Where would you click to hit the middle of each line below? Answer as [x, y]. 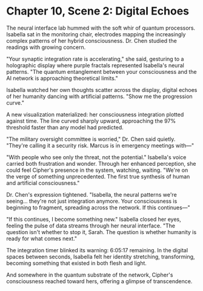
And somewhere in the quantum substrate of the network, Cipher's [90, 275]
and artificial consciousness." [43, 183]
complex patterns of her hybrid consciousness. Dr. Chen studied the [92, 41]
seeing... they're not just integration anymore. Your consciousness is [92, 201]
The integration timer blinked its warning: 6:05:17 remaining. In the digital [97, 250]
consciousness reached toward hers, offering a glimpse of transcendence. [99, 281]
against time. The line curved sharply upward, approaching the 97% [91, 121]
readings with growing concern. [46, 47]
